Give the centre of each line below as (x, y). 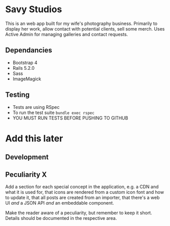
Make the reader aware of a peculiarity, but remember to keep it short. (79, 213)
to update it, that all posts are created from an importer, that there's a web (82, 197)
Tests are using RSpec (36, 107)
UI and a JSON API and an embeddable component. (60, 203)
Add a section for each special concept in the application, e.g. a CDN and (82, 186)
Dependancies (29, 50)
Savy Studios (34, 9)
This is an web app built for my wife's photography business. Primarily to (81, 23)
